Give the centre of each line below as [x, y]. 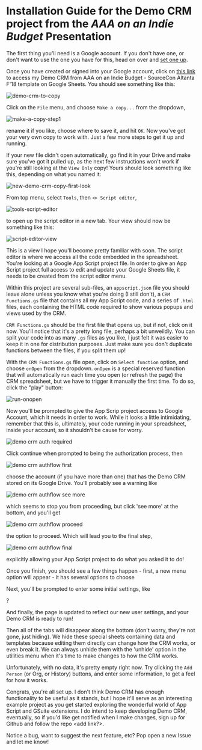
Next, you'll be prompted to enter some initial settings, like [78, 589]
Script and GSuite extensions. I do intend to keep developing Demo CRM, [97, 711]
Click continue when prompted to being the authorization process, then [95, 453]
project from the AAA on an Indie [90, 24]
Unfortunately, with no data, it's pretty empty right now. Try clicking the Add [99, 667]
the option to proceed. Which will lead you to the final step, [79, 535]
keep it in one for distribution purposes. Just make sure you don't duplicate [99, 344]
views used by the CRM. [36, 313]
